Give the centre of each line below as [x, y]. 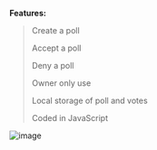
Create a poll [55, 30]
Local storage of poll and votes [89, 100]
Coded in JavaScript [70, 118]
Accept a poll [56, 48]
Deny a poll [53, 66]
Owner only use [61, 83]
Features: [28, 13]
